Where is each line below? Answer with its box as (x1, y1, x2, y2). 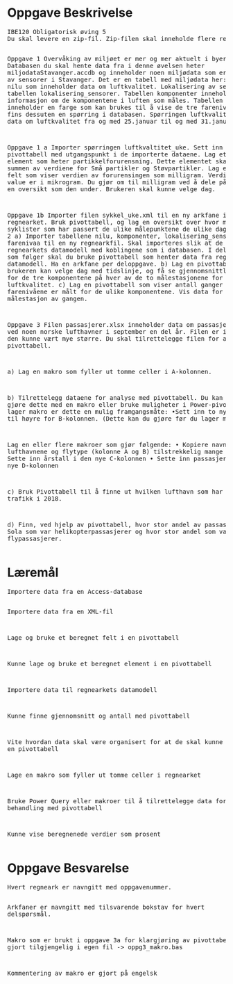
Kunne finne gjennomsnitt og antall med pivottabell (7, 711, 191, 720)
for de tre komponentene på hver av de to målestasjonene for (7, 273, 223, 282)
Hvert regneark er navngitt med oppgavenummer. (7, 883, 172, 891)
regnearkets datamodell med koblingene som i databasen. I (7, 245, 213, 254)
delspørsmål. (7, 910, 52, 918)
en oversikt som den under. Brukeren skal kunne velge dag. (7, 185, 216, 193)
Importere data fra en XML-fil (7, 607, 114, 615)
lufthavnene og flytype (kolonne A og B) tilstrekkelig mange (7, 447, 223, 455)
